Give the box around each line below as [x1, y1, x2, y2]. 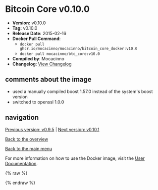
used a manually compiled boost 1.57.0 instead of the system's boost [12, 88, 153, 95]
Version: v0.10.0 [12, 20, 46, 26]
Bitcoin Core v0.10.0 [5, 3, 90, 15]
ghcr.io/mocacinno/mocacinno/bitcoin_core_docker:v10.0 [19, 46, 138, 51]
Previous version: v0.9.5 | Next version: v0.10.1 [5, 126, 100, 132]
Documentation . [5, 160, 38, 166]
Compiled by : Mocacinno [12, 55, 64, 61]
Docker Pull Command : [12, 36, 61, 42]
